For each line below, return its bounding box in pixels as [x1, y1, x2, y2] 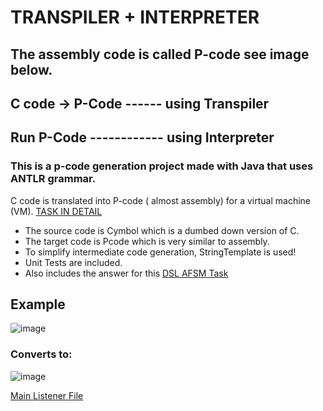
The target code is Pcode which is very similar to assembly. [24, 235, 270, 247]
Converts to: [10, 347, 73, 361]
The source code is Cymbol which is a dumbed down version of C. [24, 224, 300, 236]
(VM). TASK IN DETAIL [10, 205, 103, 217]
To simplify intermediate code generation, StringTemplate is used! [24, 246, 297, 258]
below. [10, 61, 53, 78]
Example [10, 296, 66, 313]
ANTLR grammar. [10, 172, 97, 186]
